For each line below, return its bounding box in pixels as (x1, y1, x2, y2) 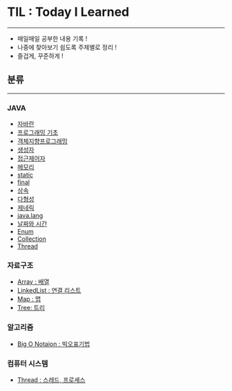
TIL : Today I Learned (7, 4, 130, 20)
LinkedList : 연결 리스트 (17, 287, 81, 295)
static (17, 171, 33, 179)
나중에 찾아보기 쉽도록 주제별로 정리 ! (17, 43, 117, 51)
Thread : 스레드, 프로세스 (17, 375, 86, 384)
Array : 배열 (17, 278, 50, 286)
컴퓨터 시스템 (7, 358, 48, 368)
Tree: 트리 (17, 304, 46, 312)
